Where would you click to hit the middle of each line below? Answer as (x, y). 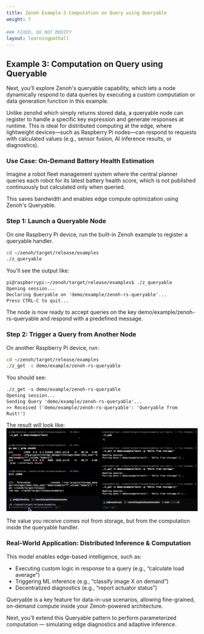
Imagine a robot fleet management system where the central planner (92, 174)
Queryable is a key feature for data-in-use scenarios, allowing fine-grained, (101, 599)
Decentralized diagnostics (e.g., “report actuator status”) (86, 588)
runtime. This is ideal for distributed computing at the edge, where (89, 125)
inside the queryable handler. (43, 528)
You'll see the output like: (38, 271)
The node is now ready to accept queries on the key (71, 312)
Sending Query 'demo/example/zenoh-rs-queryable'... (74, 402)
